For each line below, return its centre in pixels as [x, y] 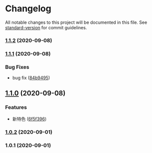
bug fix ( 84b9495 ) [31, 78]
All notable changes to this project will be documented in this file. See [76, 22]
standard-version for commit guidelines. [46, 27]
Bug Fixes [17, 67]
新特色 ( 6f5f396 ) [29, 119]
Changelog [28, 9]
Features [16, 107]
